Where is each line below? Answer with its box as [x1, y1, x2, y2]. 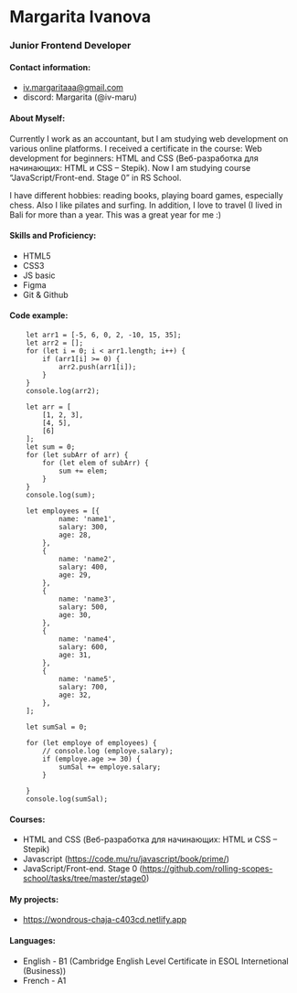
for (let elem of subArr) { [42, 458, 149, 467]
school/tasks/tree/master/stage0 [22, 873, 147, 884]
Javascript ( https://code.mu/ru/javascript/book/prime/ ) [22, 853, 230, 865]
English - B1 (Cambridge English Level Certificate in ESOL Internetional [22, 956, 290, 966]
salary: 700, [58, 682, 108, 691]
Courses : [9, 814, 46, 825]
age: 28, [58, 530, 92, 539]
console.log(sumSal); [26, 794, 108, 804]
